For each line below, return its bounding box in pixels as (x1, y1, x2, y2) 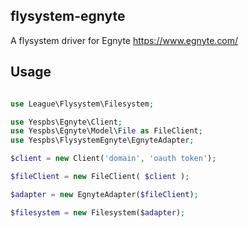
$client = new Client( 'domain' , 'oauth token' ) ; (10, 154, 217, 164)
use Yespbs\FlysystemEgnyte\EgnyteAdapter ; (10, 135, 195, 146)
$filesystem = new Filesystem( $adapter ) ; (10, 207, 186, 218)
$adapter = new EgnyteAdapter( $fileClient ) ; (10, 189, 199, 199)
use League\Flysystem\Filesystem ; (10, 99, 155, 109)
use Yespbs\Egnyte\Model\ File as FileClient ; (10, 126, 203, 136)
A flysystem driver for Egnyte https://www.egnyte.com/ (10, 34, 239, 46)
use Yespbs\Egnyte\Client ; (10, 117, 123, 127)
